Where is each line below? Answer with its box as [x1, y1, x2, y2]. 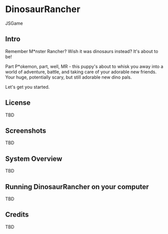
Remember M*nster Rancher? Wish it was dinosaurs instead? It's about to [5, 48, 158, 54]
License [5, 98, 31, 107]
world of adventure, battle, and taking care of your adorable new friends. [5, 69, 157, 75]
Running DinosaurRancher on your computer [5, 183, 149, 191]
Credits [5, 210, 29, 219]
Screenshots [5, 126, 46, 135]
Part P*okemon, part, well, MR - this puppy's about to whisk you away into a [5, 63, 163, 69]
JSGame [5, 20, 23, 26]
